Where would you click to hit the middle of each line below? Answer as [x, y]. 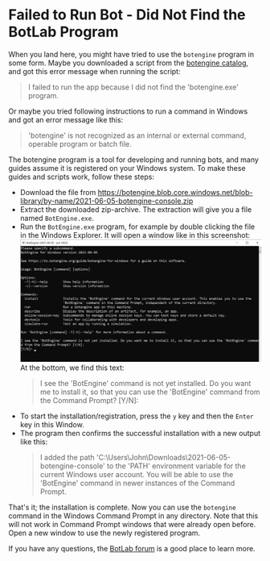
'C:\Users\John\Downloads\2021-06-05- [164, 458]
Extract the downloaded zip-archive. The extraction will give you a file [136, 209]
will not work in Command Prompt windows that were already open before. [132, 525]
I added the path [67, 458]
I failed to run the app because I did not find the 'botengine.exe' [133, 87]
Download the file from [58, 192]
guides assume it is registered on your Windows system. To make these [127, 168]
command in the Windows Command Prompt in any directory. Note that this [133, 516]
